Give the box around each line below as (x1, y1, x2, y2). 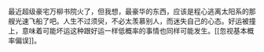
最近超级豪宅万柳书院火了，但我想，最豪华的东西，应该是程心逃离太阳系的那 (8, 7, 256, 16)
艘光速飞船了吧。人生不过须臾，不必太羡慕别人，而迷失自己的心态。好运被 (8, 16, 249, 26)
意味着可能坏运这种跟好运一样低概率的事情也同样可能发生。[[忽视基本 (21, 26, 247, 35)
